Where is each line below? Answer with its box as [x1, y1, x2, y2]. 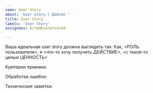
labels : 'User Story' [5, 21, 50, 26]
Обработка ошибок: [5, 74, 47, 80]
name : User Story [5, 7, 41, 12]
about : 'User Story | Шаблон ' [5, 12, 70, 17]
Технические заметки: [5, 83, 53, 90]
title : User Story [5, 16, 43, 21]
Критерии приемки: [5, 64, 47, 70]
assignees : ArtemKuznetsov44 [5, 26, 66, 31]
